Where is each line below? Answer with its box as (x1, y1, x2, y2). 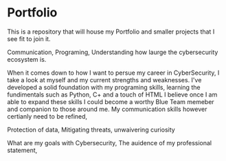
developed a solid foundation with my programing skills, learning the (7, 83, 201, 91)
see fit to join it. (7, 34, 51, 42)
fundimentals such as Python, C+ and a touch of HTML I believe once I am (7, 90, 218, 99)
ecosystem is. (7, 55, 47, 63)
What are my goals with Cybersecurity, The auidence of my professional (7, 138, 212, 147)
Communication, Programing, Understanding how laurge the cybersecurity (7, 48, 218, 56)
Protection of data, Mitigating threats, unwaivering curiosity (7, 125, 175, 134)
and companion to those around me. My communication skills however (7, 105, 207, 113)
